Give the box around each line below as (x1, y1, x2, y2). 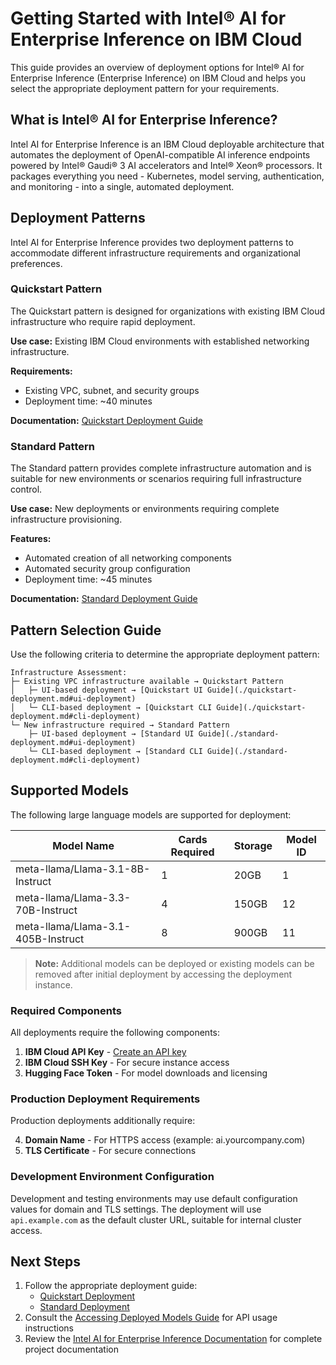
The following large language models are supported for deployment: (10, 808, 292, 821)
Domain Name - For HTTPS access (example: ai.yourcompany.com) (24, 1134, 306, 1146)
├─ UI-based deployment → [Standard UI (28, 728, 195, 739)
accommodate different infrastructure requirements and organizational (10, 247, 301, 259)
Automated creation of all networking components (24, 552, 233, 564)
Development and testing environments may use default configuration (10, 1192, 298, 1204)
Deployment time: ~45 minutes (24, 573, 153, 586)
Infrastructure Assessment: (10, 667, 128, 677)
